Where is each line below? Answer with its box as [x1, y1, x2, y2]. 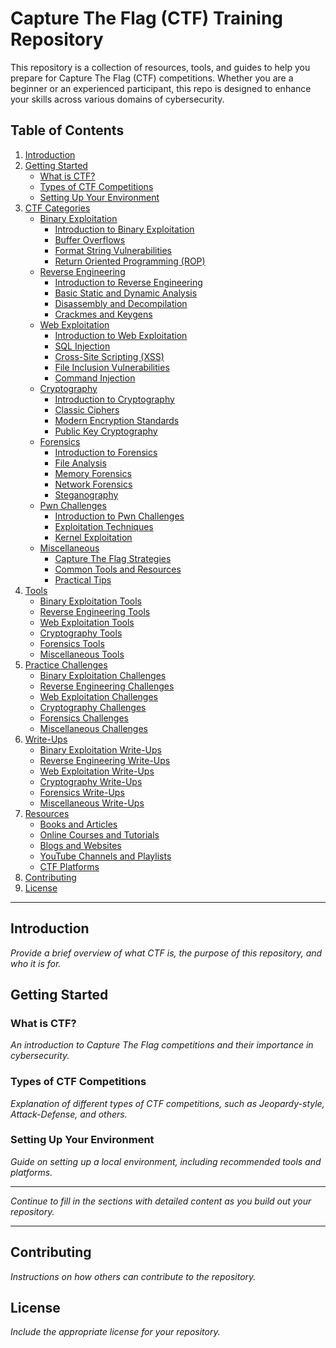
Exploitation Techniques [54, 520, 154, 532]
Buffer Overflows [54, 233, 126, 246]
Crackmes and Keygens [54, 308, 153, 320]
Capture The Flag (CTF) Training [10, 7, 284, 30]
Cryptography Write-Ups [39, 775, 143, 787]
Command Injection [54, 372, 136, 384]
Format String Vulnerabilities [54, 244, 172, 256]
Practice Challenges [24, 658, 108, 671]
